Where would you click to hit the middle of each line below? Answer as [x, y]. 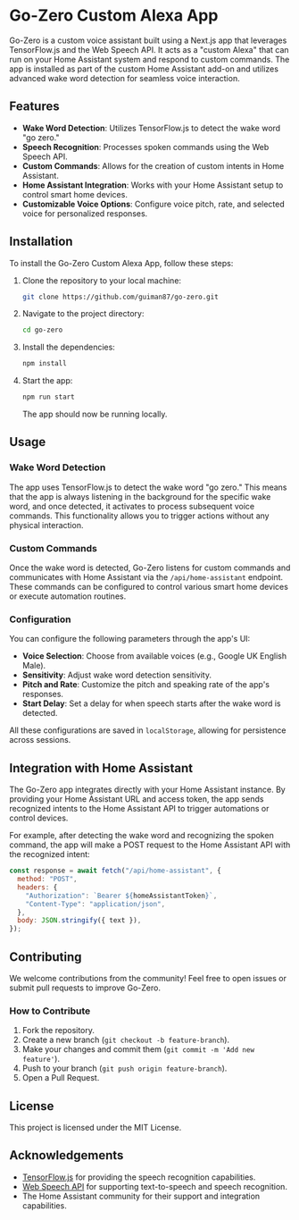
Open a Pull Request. [61, 1078]
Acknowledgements [66, 1155]
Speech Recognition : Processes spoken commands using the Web [145, 147]
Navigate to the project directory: [83, 314]
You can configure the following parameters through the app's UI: [130, 639]
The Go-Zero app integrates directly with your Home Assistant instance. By [147, 790]
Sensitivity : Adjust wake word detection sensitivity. [117, 675]
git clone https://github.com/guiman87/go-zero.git [120, 297]
